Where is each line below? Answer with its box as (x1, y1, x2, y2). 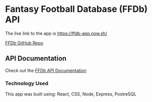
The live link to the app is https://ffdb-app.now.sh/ (5, 30, 107, 36)
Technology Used (5, 80, 49, 87)
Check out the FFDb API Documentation (5, 67, 87, 73)
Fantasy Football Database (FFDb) (5, 3, 148, 15)
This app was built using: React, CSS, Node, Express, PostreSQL (5, 91, 137, 97)
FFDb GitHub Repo (5, 40, 44, 46)
